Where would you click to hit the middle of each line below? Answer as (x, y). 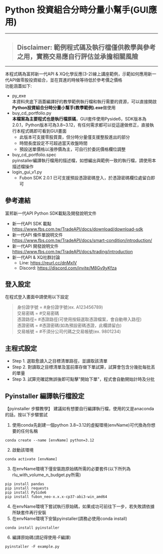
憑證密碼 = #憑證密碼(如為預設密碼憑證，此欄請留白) (69, 326)
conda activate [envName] (31, 459)
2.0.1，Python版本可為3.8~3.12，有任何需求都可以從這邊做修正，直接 (81, 125)
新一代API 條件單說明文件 (37, 235)
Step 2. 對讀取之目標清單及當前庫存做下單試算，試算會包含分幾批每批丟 (83, 367)
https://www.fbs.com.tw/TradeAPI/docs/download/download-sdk (78, 229)
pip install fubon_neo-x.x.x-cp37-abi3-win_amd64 (56, 497)
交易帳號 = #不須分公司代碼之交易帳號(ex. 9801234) (69, 331)
